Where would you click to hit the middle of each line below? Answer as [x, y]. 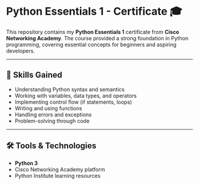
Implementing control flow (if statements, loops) [73, 102]
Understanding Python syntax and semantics [70, 89]
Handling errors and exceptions [53, 114]
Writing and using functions [48, 108]
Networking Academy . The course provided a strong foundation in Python [97, 38]
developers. [21, 50]
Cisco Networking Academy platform [60, 169]
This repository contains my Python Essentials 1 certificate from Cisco [93, 32]
